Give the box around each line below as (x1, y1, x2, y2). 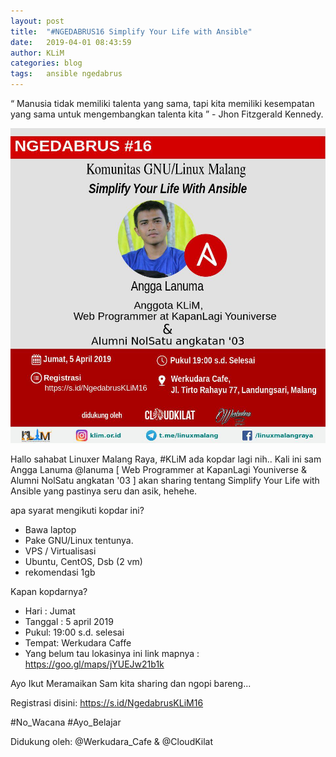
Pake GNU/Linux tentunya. (24, 535, 134, 546)
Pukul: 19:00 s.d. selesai (24, 626, 125, 638)
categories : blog (10, 58, 83, 69)
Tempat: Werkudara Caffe (24, 637, 132, 649)
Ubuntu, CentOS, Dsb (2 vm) (24, 556, 143, 567)
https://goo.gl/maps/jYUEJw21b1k (24, 658, 165, 670)
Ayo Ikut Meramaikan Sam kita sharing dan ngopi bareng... (10, 678, 252, 689)
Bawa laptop (24, 524, 77, 535)
